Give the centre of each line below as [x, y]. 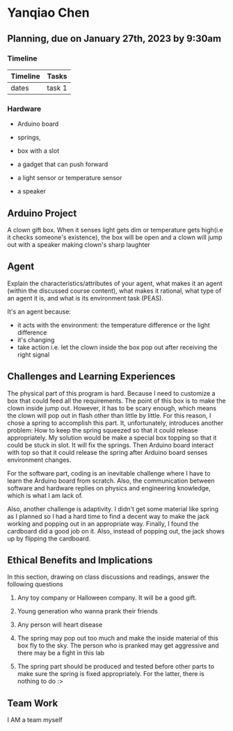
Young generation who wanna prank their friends [87, 611]
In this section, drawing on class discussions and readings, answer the [109, 577]
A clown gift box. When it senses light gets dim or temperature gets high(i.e [115, 230]
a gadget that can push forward [63, 164]
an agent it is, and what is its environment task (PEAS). [85, 298]
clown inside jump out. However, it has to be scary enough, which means [112, 408]
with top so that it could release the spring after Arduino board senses [107, 452]
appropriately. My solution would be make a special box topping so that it [112, 437]
